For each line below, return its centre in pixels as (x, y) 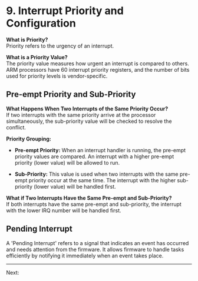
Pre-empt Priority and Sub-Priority (71, 94)
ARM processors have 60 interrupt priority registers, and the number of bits (98, 69)
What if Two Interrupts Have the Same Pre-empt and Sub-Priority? (89, 198)
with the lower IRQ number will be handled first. (64, 210)
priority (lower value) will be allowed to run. (67, 162)
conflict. (16, 127)
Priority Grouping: (29, 139)
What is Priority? (27, 39)
